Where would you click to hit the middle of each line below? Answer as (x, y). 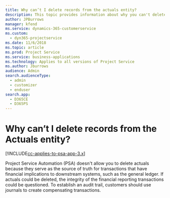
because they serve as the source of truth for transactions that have (76, 169)
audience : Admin (22, 71)
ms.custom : (17, 33)
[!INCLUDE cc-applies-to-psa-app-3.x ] (45, 154)
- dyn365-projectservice (36, 38)
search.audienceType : (28, 76)
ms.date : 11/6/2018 (26, 43)
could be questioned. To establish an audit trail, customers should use (78, 185)
